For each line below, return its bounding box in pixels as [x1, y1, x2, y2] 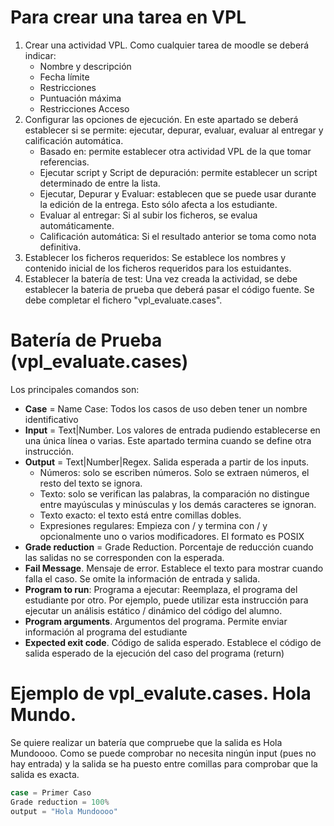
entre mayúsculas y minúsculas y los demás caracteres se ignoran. [39, 498, 317, 510]
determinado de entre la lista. [39, 177, 161, 189]
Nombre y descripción [39, 60, 132, 72]
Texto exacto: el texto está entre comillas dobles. [39, 509, 242, 521]
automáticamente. [39, 219, 115, 231]
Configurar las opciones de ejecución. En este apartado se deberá [24, 113, 299, 125]
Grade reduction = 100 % [10, 797, 110, 807]
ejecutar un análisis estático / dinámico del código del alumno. [24, 604, 283, 616]
